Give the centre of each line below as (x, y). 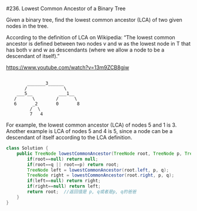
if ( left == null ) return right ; (64, 181)
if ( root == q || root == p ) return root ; (73, 164)
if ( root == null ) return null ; (63, 159)
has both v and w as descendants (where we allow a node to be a (85, 50)
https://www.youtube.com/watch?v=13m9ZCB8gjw (68, 67)
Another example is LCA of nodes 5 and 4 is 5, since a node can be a (89, 131)
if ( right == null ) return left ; (64, 186)
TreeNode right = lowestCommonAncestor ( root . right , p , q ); (101, 175)
